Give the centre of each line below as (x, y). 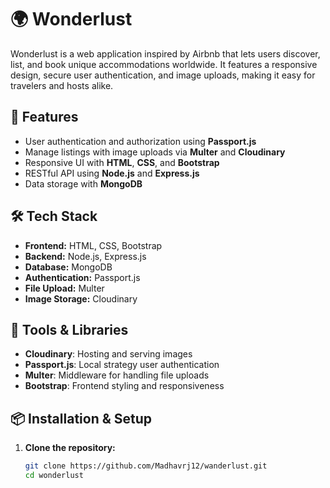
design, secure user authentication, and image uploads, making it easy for (163, 75)
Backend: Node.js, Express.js (85, 256)
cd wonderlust (54, 476)
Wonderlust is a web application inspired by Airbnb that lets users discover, (165, 53)
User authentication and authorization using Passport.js (140, 141)
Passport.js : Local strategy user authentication (122, 365)
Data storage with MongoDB (83, 183)
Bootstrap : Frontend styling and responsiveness (124, 386)
